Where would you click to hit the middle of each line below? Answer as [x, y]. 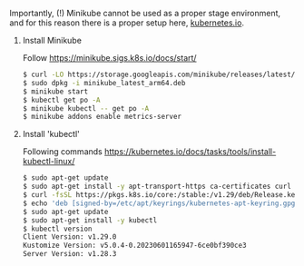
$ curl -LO [43, 74]
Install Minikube [52, 40]
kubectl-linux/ [49, 162]
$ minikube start [55, 91]
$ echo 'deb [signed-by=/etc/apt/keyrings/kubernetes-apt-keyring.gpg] [161, 203]
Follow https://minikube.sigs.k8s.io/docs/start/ [109, 58]
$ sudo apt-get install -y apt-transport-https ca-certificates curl [157, 187]
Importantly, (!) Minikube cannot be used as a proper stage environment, [145, 13]
